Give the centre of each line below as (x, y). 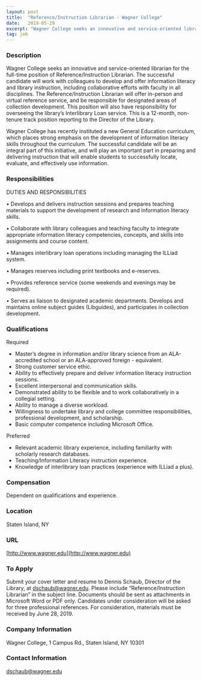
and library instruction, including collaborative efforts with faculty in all (93, 87)
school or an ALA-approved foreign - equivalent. (103, 360)
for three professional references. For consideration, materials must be (94, 607)
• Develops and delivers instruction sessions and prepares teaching (90, 204)
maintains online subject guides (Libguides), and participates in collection (97, 307)
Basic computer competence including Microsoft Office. (84, 424)
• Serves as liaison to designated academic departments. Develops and (95, 300)
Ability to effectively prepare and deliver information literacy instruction (103, 373)
